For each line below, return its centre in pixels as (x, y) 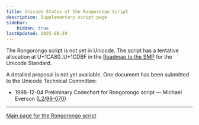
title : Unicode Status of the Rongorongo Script (67, 12)
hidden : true (33, 28)
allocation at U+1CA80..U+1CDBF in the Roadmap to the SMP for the (89, 57)
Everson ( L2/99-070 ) (40, 99)
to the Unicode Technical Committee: (52, 81)
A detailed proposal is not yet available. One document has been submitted (98, 75)
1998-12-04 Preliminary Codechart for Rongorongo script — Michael (98, 92)
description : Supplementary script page (57, 17)
